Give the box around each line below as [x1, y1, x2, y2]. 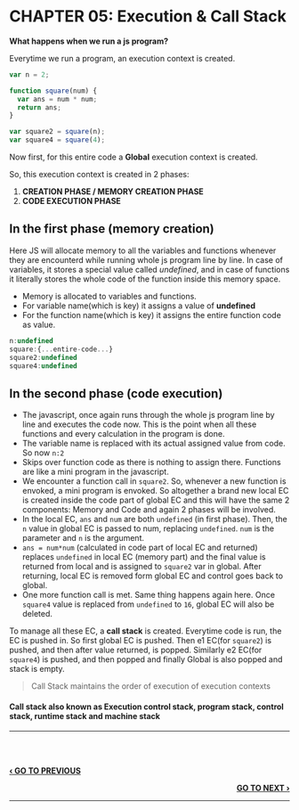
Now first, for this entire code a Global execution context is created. [9, 151, 258, 162]
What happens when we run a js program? [9, 36, 169, 46]
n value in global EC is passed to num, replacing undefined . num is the [21, 523, 274, 534]
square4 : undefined [9, 361, 77, 371]
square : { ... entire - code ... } [9, 345, 114, 354]
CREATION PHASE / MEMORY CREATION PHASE [21, 186, 205, 197]
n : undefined [9, 336, 53, 345]
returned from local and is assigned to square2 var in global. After [21, 561, 262, 572]
